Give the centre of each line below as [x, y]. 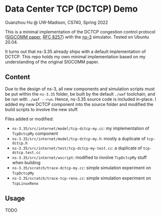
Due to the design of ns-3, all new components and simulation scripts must [80, 89]
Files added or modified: [29, 119]
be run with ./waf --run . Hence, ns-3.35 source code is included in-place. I [80, 99]
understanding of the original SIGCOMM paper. [52, 62]
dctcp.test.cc [26, 152]
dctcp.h [20, 143]
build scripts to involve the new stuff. [42, 109]
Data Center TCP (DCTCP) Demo [72, 9]
